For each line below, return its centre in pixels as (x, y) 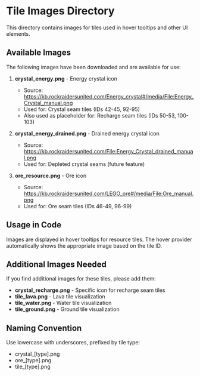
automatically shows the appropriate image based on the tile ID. (84, 245)
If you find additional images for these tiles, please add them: (81, 279)
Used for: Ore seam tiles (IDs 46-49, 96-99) (78, 206)
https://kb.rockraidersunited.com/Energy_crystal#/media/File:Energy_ (109, 96)
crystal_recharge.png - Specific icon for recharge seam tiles (90, 290)
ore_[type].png (33, 360)
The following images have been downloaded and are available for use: (93, 67)
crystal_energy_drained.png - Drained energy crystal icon (87, 133)
